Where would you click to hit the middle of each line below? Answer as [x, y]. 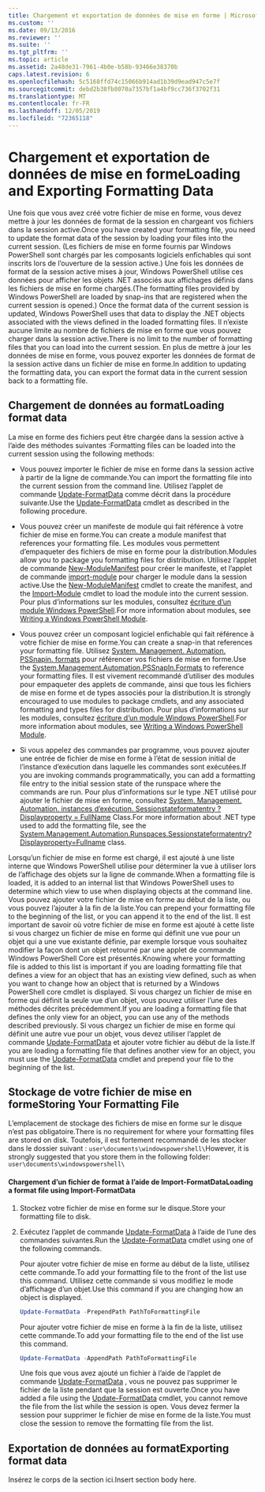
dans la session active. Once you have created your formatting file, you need [132, 229]
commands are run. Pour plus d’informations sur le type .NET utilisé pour [138, 791]
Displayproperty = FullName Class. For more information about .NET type [138, 817]
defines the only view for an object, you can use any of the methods [119, 1017]
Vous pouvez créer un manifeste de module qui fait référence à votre [131, 526]
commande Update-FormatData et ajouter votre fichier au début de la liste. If [132, 1042]
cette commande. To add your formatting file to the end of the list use [131, 1335]
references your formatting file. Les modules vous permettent [119, 543]
